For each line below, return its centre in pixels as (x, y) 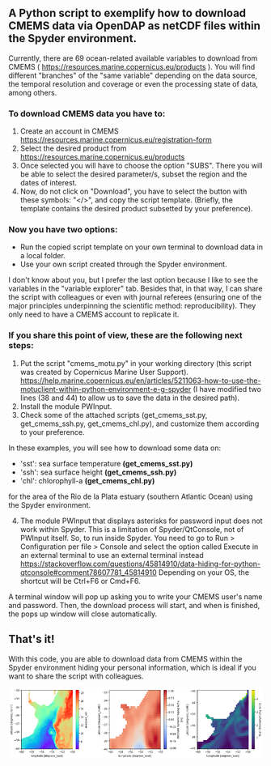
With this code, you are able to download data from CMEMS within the (125, 658)
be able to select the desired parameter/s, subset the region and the (133, 174)
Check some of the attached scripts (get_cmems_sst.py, (114, 415)
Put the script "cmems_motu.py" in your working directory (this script (136, 363)
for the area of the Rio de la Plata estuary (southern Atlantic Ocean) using (131, 496)
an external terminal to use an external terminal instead (112, 555)
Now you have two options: (63, 230)
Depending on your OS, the (204, 572)
